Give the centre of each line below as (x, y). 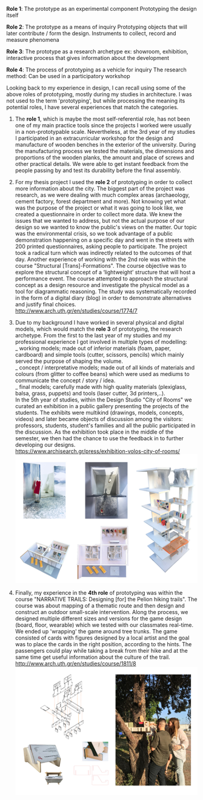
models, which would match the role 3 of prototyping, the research (99, 329)
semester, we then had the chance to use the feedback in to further (99, 438)
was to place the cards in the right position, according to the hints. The (103, 644)
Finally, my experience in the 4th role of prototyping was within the (99, 592)
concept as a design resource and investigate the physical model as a (102, 285)
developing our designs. (45, 445)
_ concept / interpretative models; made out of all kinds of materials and (105, 368)
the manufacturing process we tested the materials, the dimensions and (105, 151)
